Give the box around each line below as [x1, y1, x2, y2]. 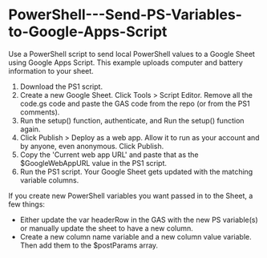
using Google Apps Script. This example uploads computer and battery [8, 58, 243, 67]
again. [19, 124, 41, 134]
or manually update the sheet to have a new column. [19, 223, 194, 233]
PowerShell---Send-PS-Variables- [8, 6, 243, 24]
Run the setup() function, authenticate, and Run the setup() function [19, 115, 245, 125]
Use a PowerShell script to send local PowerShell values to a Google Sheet [8, 49, 255, 58]
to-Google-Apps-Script [8, 22, 168, 41]
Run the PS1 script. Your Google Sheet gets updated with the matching [19, 167, 253, 176]
